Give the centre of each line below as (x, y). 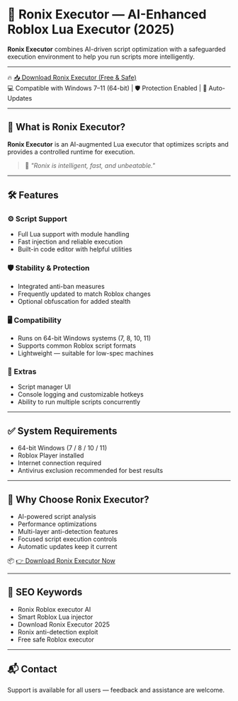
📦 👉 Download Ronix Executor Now (61, 560)
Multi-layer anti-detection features (68, 531)
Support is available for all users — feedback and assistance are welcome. (116, 690)
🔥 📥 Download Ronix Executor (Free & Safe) (72, 77)
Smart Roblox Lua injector (55, 617)
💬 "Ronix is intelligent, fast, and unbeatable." (90, 165)
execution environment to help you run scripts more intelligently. (101, 57)
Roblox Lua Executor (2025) (91, 29)
